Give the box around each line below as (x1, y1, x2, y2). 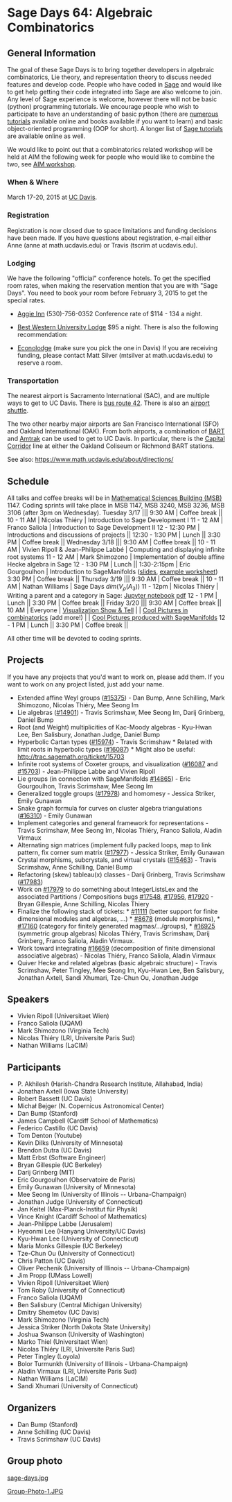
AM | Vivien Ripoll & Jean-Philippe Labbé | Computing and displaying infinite (7, 546, 225, 553)
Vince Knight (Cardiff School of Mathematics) (17, 1212, 148, 1221)
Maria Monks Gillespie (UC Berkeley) (17, 1242, 123, 1250)
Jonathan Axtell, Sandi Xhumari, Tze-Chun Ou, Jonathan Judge (17, 973, 199, 982)
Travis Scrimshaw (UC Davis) (17, 1435, 101, 1444)
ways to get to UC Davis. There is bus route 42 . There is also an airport (7, 399, 210, 407)
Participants (7, 1061, 61, 1073)
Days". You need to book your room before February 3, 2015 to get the (7, 288, 208, 297)
